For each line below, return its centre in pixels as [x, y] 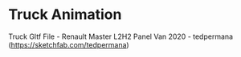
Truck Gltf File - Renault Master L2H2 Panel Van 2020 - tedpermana [121, 36]
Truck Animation [65, 15]
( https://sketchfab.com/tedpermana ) [69, 44]
